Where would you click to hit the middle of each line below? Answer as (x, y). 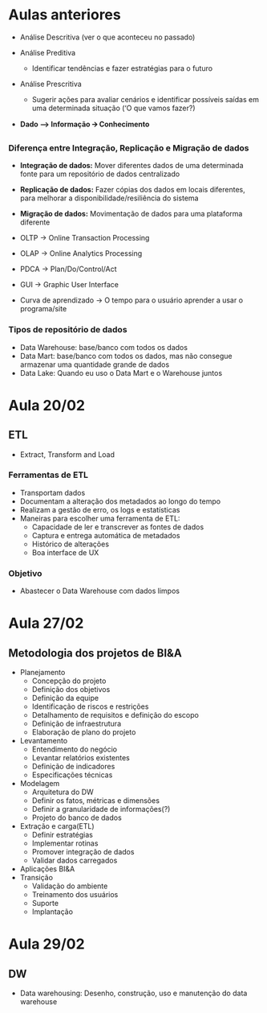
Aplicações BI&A (47, 869)
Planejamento (42, 673)
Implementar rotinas (65, 843)
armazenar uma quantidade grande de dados (95, 364)
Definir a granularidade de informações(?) (101, 809)
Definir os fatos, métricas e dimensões (96, 801)
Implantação (53, 912)
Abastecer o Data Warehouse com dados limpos (100, 591)
